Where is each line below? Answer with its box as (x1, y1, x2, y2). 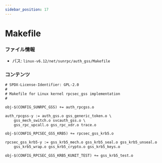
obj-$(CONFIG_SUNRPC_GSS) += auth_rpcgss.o (5, 104, 95, 109)
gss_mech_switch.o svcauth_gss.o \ (14, 118, 86, 123)
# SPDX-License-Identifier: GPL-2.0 (5, 83, 79, 88)
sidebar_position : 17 (5, 7, 49, 12)
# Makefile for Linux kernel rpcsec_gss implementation (5, 91, 120, 97)
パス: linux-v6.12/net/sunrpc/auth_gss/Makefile (12, 58, 111, 64)
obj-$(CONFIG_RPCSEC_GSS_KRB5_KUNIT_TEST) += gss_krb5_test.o (5, 153, 133, 158)
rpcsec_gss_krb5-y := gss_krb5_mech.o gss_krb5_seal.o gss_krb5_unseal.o (5, 140, 158, 145)
